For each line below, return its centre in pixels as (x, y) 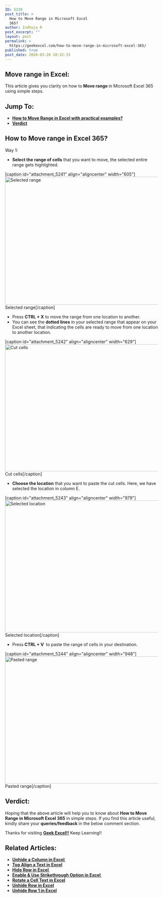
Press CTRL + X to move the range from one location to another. (76, 316)
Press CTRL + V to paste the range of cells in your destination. (75, 644)
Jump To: (19, 107)
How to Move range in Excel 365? (57, 139)
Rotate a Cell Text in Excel (39, 880)
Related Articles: (31, 848)
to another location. (32, 332)
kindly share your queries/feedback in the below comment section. (73, 823)
